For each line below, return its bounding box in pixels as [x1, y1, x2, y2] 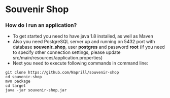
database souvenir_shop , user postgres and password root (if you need [12, 44, 165, 50]
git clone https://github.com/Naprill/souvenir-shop [5, 70, 119, 75]
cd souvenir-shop [5, 75, 42, 80]
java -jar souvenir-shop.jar [5, 88, 67, 93]
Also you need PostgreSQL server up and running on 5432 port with [12, 39, 155, 45]
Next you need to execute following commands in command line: [12, 60, 148, 67]
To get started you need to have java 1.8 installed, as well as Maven [12, 33, 154, 39]
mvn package [5, 79, 30, 84]
